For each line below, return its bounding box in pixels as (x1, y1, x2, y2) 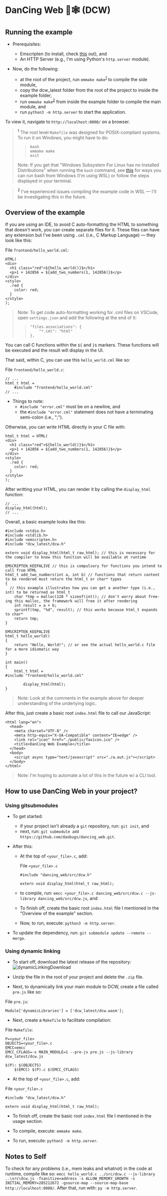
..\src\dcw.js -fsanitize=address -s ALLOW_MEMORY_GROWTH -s (5, 1176, 135, 1181)
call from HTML (5, 568, 37, 573)
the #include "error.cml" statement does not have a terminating (19, 409, 153, 415)
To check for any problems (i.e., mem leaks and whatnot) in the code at (5, 1165, 152, 1171)
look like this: (5, 237, 32, 243)
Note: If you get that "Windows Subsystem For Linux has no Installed (17, 162, 159, 168)
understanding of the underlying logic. (17, 700, 96, 707)
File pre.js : (5, 999, 29, 1005)
